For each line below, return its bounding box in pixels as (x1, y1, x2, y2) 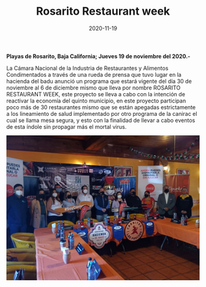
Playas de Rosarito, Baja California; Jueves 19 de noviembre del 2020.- (6, 52, 191, 59)
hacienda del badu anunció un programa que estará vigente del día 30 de (6, 77, 192, 85)
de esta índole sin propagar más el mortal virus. (6, 123, 127, 130)
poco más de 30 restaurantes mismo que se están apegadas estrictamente (6, 103, 196, 111)
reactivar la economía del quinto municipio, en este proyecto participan (6, 97, 186, 104)
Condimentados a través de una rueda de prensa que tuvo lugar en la (6, 71, 182, 78)
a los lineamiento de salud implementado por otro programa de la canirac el (6, 110, 197, 117)
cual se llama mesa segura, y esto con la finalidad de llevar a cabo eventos (6, 117, 196, 124)
